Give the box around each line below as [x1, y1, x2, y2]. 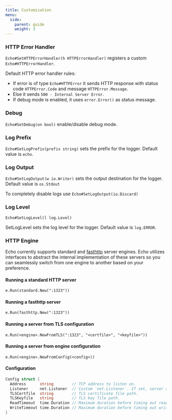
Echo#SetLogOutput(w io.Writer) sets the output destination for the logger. [5, 175, 163, 182]
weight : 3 [14, 27, 36, 32]
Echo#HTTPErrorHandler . [5, 60, 55, 67]
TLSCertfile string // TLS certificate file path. [10, 391, 139, 396]
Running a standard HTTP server [5, 277, 77, 283]
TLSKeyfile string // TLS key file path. [10, 395, 120, 401]
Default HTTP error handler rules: [5, 70, 76, 77]
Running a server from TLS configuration [5, 321, 94, 327]
